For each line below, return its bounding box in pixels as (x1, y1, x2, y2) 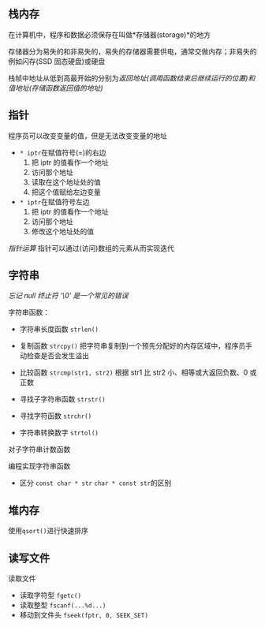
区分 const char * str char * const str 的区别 (19, 478, 172, 487)
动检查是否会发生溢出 (19, 351, 89, 360)
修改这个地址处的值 (31, 226, 95, 236)
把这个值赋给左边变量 (31, 187, 101, 196)
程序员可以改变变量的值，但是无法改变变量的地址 (8, 131, 167, 140)
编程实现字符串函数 (8, 461, 71, 471)
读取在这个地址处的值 (31, 177, 101, 187)
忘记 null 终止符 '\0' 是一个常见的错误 (8, 291, 129, 300)
